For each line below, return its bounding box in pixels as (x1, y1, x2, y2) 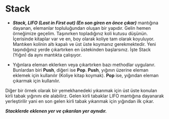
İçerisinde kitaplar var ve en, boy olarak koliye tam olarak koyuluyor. (12, 36, 155, 42)
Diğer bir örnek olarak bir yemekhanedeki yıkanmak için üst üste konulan (5, 87, 157, 93)
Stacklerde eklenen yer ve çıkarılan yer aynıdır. (5, 108, 107, 114)
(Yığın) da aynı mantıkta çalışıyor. (12, 51, 82, 58)
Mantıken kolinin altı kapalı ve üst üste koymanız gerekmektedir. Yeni (12, 41, 156, 47)
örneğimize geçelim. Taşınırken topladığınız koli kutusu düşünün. (12, 30, 148, 36)
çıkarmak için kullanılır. (12, 78, 60, 84)
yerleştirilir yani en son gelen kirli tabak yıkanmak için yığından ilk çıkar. (5, 98, 154, 104)
